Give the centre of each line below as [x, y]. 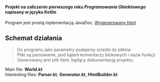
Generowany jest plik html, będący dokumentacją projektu [75, 60]
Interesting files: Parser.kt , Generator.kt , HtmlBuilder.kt [61, 75]
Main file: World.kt [24, 69]
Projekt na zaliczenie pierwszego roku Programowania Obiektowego [76, 7]
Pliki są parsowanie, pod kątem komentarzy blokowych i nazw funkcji [86, 55]
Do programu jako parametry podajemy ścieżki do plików [74, 50]
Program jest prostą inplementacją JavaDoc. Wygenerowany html [71, 23]
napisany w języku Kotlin [31, 12]
